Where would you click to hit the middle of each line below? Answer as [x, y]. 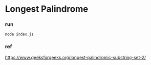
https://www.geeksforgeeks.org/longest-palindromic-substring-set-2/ [75, 57]
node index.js [20, 34]
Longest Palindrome [47, 9]
